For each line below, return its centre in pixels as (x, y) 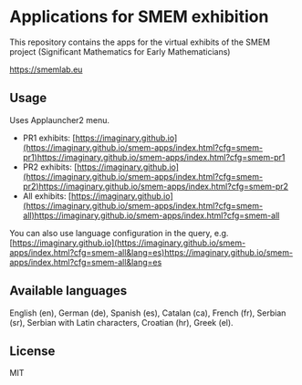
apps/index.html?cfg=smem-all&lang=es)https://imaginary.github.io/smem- (151, 252)
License (32, 351)
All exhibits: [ (47, 196)
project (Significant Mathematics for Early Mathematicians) (120, 51)
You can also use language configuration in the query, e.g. (119, 233)
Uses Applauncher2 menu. (60, 120)
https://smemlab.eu (46, 69)
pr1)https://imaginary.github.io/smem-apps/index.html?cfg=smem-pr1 (154, 157)
